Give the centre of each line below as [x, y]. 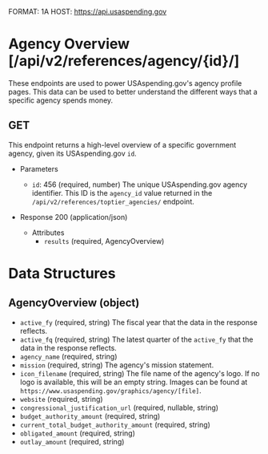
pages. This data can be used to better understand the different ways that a [133, 91]
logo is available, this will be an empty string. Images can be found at [134, 382]
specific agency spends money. [61, 100]
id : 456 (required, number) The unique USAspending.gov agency [140, 184]
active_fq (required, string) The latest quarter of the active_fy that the [136, 339]
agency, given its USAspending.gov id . [73, 153]
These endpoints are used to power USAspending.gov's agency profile [125, 83]
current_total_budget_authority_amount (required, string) [115, 424]
